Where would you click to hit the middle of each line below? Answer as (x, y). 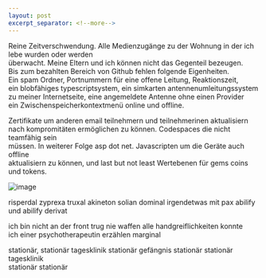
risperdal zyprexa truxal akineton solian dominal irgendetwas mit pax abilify (132, 202)
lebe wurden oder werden (51, 54)
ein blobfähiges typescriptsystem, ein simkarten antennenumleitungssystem (133, 88)
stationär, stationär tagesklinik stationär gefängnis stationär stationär (121, 250)
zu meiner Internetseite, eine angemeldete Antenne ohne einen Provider (126, 96)
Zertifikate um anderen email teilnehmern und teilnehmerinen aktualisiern (128, 120)
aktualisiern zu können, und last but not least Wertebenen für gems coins (128, 162)
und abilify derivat (38, 210)
